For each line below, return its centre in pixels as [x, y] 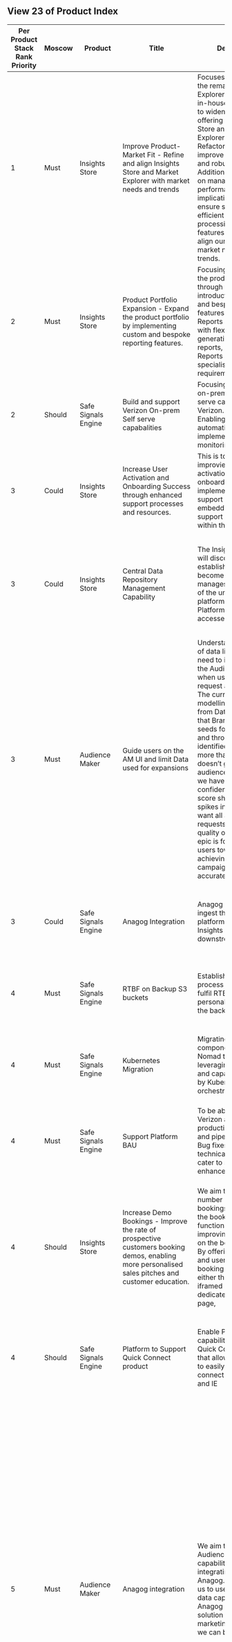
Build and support [152, 401]
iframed [210, 1286]
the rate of [139, 1230]
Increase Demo [147, 1212]
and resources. [147, 512]
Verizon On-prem [151, 410]
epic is [208, 841]
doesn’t [210, 763]
